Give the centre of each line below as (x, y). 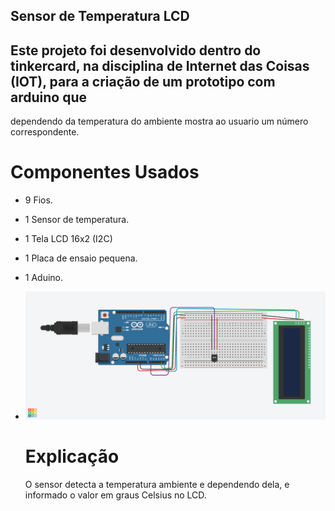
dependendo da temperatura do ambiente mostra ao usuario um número (159, 121)
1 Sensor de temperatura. (77, 220)
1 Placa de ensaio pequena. (81, 258)
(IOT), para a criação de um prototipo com (143, 81)
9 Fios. (38, 200)
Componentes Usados (105, 172)
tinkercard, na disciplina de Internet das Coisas (160, 65)
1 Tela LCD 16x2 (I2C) (68, 239)
